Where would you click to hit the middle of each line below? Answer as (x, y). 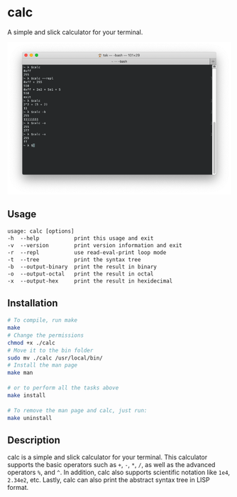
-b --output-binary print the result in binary (82, 267)
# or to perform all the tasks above (63, 388)
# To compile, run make (43, 320)
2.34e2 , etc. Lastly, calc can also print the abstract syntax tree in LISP (109, 480)
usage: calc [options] (41, 231)
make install (27, 395)
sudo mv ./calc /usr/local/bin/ (55, 358)
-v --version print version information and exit (95, 246)
